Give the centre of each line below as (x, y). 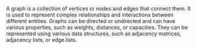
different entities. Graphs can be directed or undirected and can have (91, 21)
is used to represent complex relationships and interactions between (90, 15)
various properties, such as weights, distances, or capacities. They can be (97, 27)
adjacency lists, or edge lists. (42, 40)
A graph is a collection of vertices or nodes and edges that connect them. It (99, 9)
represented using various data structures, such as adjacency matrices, (94, 34)
